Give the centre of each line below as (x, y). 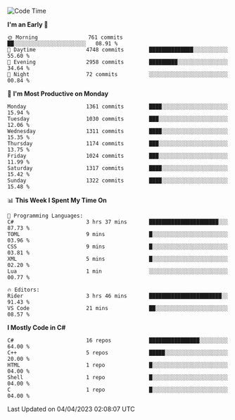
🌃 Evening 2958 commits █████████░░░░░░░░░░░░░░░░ (118, 62)
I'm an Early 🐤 (28, 24)
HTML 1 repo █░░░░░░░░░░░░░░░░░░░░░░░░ (118, 365)
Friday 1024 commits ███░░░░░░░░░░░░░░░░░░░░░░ (118, 156)
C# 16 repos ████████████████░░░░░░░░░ (118, 340)
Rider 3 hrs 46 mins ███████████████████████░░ (118, 296)
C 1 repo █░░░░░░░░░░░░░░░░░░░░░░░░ (118, 390)
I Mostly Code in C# (37, 327)
